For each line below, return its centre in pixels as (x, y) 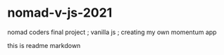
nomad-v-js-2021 (60, 13)
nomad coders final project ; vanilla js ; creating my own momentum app (112, 32)
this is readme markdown (44, 45)
